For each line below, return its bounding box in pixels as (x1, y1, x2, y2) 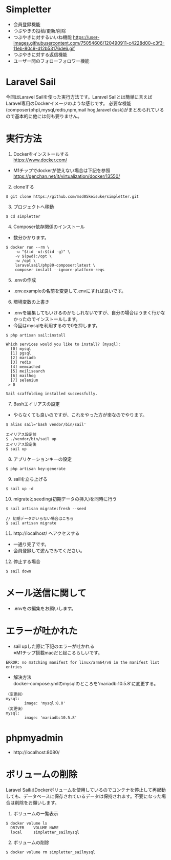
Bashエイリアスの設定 (13, 401, 60, 407)
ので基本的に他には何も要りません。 (6, 113, 82, 119)
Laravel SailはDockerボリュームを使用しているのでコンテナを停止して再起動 (6, 787, 166, 793)
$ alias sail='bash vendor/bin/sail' (6, 422, 87, 427)
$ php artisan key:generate (6, 466, 66, 471)
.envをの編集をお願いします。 (13, 605, 76, 611)
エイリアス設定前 (6, 432, 37, 437)
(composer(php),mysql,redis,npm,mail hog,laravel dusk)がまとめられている (6, 106, 164, 113)
